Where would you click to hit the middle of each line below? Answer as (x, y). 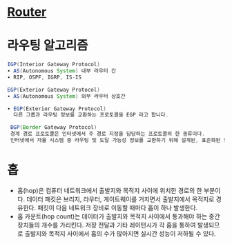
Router (27, 12)
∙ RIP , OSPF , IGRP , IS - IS (44, 77)
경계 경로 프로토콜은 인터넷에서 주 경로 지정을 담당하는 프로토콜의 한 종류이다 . (107, 134)
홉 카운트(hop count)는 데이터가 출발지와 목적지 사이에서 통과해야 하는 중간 (118, 216)
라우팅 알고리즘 (48, 46)
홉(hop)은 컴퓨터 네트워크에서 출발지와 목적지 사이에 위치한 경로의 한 (109, 190)
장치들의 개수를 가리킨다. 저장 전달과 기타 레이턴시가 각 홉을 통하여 (106, 225)
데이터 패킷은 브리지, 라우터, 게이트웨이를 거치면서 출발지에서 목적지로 (120, 199)
